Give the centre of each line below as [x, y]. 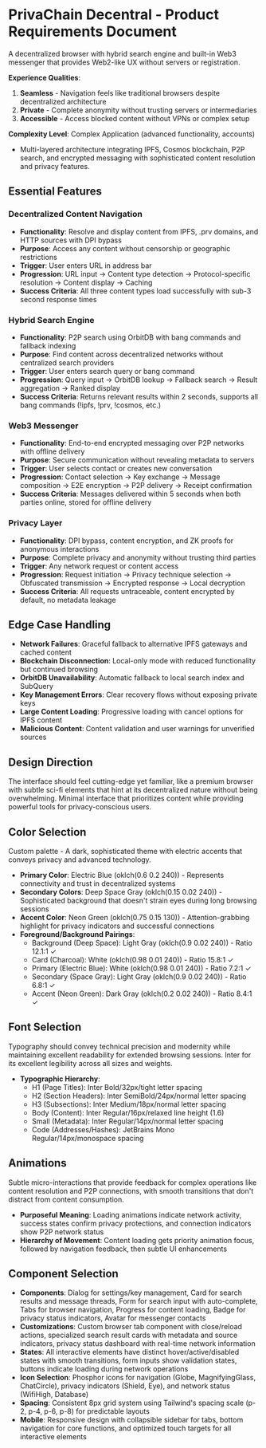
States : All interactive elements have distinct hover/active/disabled [129, 1352]
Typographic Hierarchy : [60, 1079]
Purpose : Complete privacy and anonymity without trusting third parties [138, 557]
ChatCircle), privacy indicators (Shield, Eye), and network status [125, 1386]
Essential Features [55, 192]
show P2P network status [62, 1232]
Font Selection [45, 1027]
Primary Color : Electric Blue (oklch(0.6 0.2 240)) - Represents [122, 875]
